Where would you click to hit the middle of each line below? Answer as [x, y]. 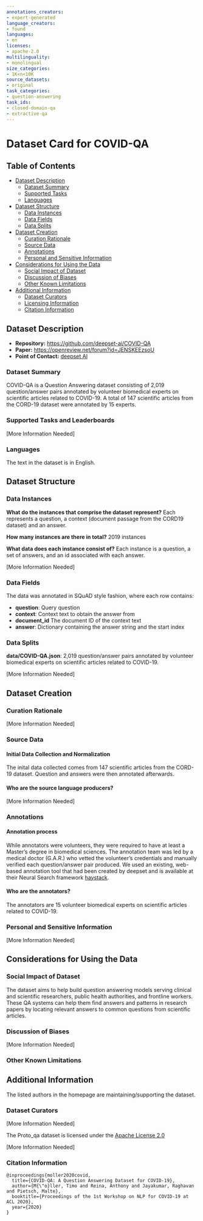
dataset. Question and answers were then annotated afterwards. [94, 774]
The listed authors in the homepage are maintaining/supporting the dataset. [101, 1095]
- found [16, 29]
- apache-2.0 [23, 52]
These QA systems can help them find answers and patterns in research [97, 1002]
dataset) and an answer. [36, 525]
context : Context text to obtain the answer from [75, 614]
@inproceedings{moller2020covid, [49, 1175]
